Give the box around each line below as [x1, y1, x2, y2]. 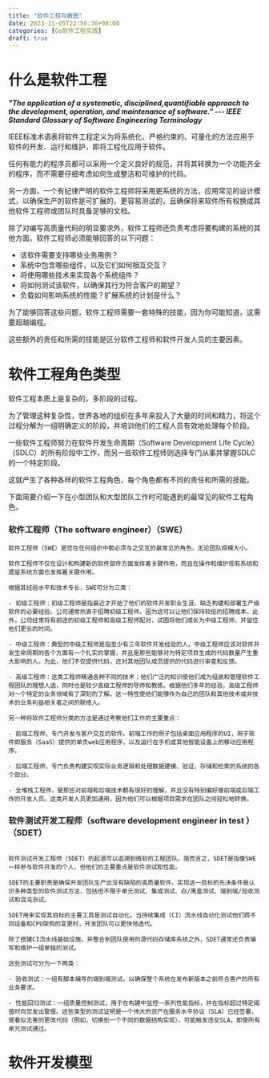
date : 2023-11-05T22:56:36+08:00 [8, 19, 120, 27]
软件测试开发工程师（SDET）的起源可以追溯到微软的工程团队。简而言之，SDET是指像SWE [8, 854, 256, 863]
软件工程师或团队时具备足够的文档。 [14, 206, 134, 216]
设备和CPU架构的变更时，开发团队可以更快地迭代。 [14, 920, 156, 928]
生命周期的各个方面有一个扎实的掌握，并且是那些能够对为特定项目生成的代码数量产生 [14, 649, 253, 657]
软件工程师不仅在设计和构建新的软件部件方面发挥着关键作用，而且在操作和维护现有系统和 [8, 559, 259, 568]
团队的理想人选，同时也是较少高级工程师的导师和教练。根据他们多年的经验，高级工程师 [14, 681, 259, 690]
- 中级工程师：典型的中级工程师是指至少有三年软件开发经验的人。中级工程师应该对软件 [8, 641, 254, 649]
